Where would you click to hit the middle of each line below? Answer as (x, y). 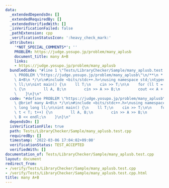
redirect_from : (21, 163)
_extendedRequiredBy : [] (36, 19)
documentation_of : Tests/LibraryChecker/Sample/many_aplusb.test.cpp (80, 154)
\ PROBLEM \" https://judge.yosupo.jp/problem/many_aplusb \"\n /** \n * (89, 75)
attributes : (22, 43)
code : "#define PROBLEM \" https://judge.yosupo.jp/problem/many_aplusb (87, 98)
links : (21, 61)
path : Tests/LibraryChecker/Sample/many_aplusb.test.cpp (71, 131)
